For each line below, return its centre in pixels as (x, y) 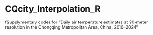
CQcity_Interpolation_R (53, 9)
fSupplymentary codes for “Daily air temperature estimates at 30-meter (76, 22)
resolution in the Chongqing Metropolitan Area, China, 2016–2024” (72, 27)
